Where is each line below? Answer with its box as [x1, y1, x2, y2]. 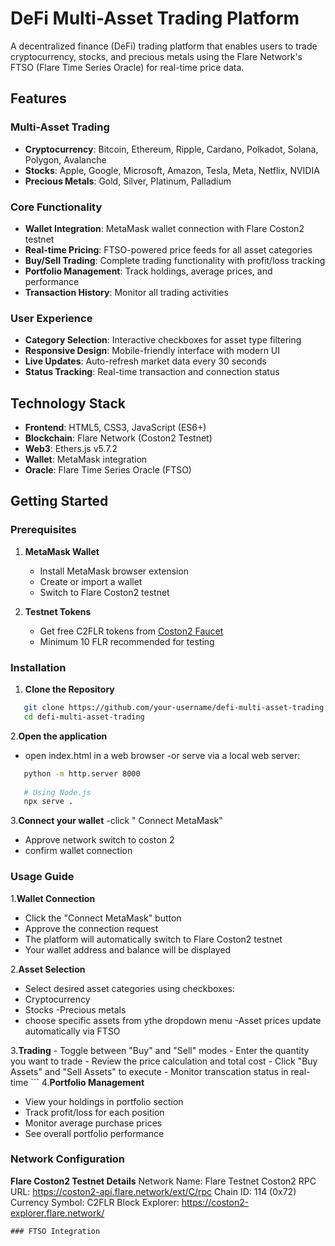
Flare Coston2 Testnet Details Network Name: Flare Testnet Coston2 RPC [10, 1175, 317, 1187]
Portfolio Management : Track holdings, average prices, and [24, 265, 273, 277]
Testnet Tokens [24, 605, 92, 617]
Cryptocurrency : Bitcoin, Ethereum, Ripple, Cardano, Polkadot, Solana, [24, 143, 319, 155]
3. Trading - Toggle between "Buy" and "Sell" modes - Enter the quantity [10, 1044, 310, 1056]
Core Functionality [10, 200, 103, 214]
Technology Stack [10, 395, 126, 412]
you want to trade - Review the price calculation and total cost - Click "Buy [10, 1055, 318, 1067]
